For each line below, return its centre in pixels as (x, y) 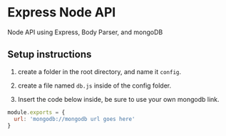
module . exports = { (36, 112)
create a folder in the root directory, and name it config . (99, 71)
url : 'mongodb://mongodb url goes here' (75, 119)
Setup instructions (50, 54)
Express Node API (62, 12)
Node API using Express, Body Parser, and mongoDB (85, 32)
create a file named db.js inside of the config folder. (94, 85)
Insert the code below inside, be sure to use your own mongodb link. (118, 99)
